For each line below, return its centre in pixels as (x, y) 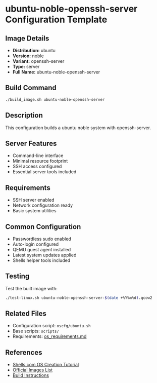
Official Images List (33, 370)
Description (24, 115)
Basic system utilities (34, 211)
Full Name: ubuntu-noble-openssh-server (56, 72)
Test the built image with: (32, 288)
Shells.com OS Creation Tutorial (46, 365)
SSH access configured (37, 166)
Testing (17, 276)
